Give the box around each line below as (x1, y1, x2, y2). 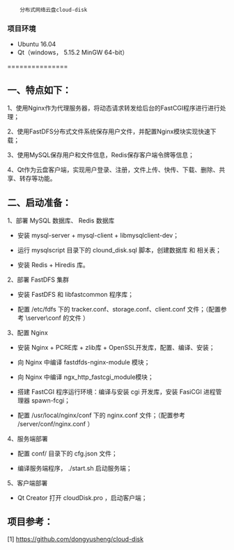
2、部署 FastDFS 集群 (7, 275, 70, 284)
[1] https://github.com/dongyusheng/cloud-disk (7, 535, 144, 543)
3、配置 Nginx (7, 328, 49, 337)
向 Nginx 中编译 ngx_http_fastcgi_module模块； (17, 373, 155, 381)
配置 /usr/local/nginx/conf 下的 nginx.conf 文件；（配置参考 (17, 411, 186, 419)
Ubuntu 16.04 (17, 40, 56, 49)
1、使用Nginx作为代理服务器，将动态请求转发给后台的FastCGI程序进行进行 (7, 104, 221, 113)
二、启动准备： (7, 197, 72, 209)
